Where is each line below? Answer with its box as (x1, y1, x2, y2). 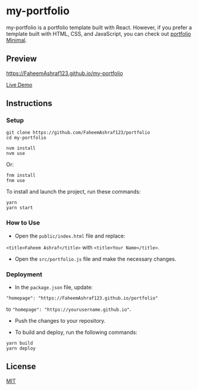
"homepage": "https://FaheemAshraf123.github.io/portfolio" (6, 295, 159, 301)
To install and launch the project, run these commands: (6, 188, 141, 195)
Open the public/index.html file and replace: (14, 232, 125, 239)
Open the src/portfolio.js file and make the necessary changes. (14, 255, 177, 263)
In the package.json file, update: (14, 284, 93, 291)
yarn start (6, 205, 33, 211)
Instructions (6, 98, 52, 108)
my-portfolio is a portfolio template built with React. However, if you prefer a (6, 24, 192, 31)
